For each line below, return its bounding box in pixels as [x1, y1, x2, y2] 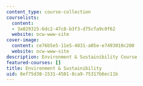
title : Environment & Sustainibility [6, 65, 102, 71]
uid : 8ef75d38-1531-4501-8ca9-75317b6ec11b [6, 71, 119, 77]
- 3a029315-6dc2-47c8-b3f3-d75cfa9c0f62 [12, 25, 116, 32]
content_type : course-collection [6, 8, 91, 15]
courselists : [6, 15, 40, 21]
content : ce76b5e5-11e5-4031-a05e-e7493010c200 [12, 43, 135, 49]
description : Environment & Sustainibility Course [6, 54, 138, 60]
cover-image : [6, 37, 40, 43]
